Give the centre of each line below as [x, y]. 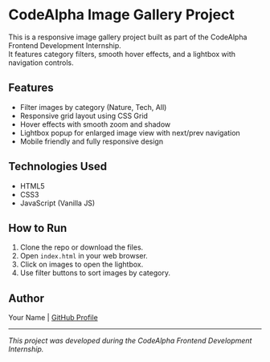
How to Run [38, 228]
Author [26, 298]
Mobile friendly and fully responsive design [91, 141]
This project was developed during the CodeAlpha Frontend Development [130, 341]
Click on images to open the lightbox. [82, 264]
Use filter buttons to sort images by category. [95, 273]
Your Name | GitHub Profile [53, 318]
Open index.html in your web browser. [84, 256]
